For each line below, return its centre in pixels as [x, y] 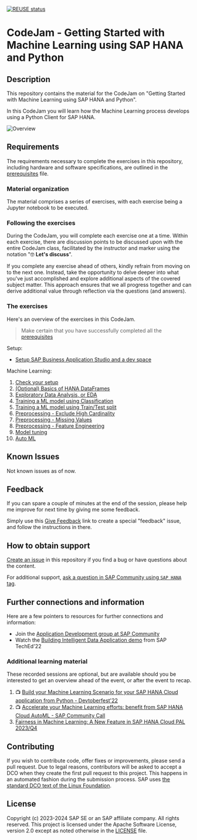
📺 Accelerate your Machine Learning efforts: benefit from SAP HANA [99, 707]
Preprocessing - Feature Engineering [60, 426]
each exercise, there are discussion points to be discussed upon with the [95, 242]
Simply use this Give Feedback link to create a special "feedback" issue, [94, 521]
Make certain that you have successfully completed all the [91, 330]
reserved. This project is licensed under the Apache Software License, [92, 824]
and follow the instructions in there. [50, 527]
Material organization [38, 189]
